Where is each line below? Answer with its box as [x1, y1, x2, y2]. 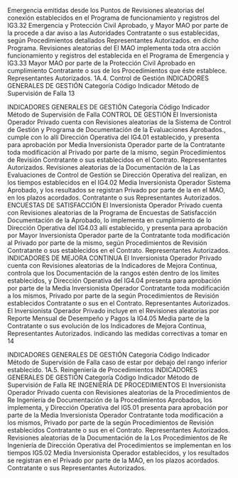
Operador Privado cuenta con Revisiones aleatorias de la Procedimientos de [7, 389, 231, 396]
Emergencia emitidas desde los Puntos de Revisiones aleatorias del [7, 6, 205, 14]
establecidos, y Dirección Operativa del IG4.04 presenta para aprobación [7, 276, 222, 285]
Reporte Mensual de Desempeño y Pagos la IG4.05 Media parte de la [7, 314, 210, 322]
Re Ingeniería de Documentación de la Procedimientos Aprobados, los [7, 396, 213, 404]
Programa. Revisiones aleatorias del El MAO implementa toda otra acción [7, 44, 221, 52]
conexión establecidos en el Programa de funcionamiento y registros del [7, 13, 220, 22]
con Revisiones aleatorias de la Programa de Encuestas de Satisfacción [7, 209, 217, 217]
